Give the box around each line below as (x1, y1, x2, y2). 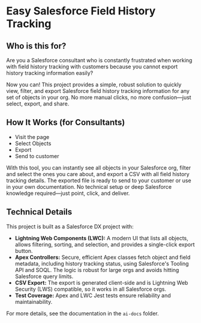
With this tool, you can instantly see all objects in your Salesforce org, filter (6, 164, 191, 171)
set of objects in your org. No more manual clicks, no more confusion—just (6, 94, 191, 101)
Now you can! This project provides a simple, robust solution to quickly (6, 81, 182, 88)
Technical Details (6, 207, 73, 217)
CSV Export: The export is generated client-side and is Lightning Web (14, 279, 188, 286)
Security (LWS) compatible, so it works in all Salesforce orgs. (14, 285, 167, 292)
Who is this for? (6, 41, 67, 51)
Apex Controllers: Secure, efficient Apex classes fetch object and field (14, 253, 191, 261)
